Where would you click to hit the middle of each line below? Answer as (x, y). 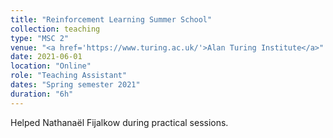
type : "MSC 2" (40, 38)
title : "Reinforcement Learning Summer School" (111, 19)
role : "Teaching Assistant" (69, 76)
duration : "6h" (42, 94)
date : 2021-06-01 (46, 57)
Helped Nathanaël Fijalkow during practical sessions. (119, 122)
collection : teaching (55, 29)
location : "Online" (51, 66)
